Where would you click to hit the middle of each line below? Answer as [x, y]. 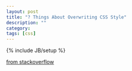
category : [19, 28]
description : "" [26, 22]
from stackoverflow [30, 62]
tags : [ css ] [21, 34]
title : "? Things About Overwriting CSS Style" [67, 17]
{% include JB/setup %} [36, 50]
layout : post [22, 12]
